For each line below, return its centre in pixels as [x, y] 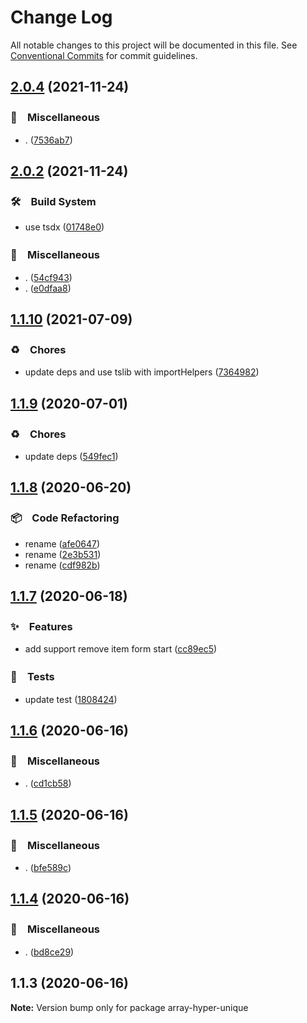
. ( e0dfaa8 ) [48, 288]
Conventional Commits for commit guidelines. [104, 55]
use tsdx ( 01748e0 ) [64, 227]
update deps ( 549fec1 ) [71, 456]
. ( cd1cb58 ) [48, 783]
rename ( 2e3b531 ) [63, 554]
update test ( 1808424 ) [71, 699]
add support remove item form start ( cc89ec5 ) [121, 649]
